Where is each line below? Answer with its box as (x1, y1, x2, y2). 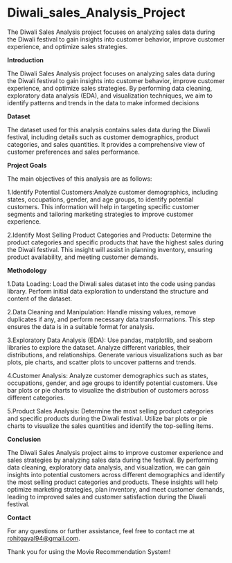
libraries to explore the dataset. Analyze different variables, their (7, 343, 190, 351)
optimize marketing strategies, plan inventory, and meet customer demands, (7, 485, 225, 493)
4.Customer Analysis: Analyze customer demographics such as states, (7, 371, 209, 379)
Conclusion (7, 435, 42, 443)
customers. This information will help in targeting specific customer (7, 202, 199, 211)
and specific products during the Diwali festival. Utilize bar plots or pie (7, 414, 208, 422)
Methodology (7, 266, 47, 274)
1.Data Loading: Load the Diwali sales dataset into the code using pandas (7, 279, 216, 288)
